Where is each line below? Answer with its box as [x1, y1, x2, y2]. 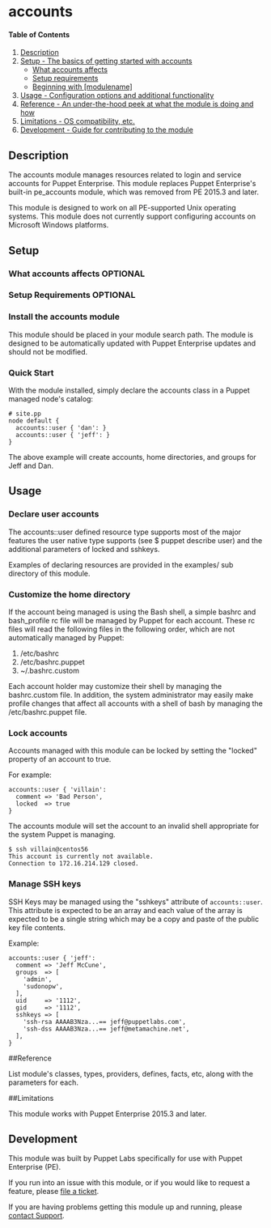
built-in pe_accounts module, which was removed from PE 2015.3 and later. [8, 187, 260, 197]
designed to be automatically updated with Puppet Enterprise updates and [8, 338, 256, 348]
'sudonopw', [23, 982, 63, 990]
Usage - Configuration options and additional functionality [19, 91, 214, 100]
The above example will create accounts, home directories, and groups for [8, 453, 256, 462]
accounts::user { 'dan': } [15, 424, 107, 432]
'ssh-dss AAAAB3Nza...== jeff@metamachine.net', [23, 1025, 190, 1033]
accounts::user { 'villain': [8, 786, 107, 794]
